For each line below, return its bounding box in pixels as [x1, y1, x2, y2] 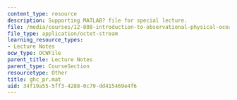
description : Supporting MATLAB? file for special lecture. [7, 17, 188, 24]
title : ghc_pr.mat [7, 75, 61, 83]
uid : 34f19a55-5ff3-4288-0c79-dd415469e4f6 [7, 82, 138, 89]
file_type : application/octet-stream [7, 30, 119, 37]
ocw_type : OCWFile [7, 50, 61, 57]
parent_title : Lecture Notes [7, 56, 93, 63]
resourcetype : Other [7, 69, 68, 76]
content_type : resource [7, 10, 78, 18]
